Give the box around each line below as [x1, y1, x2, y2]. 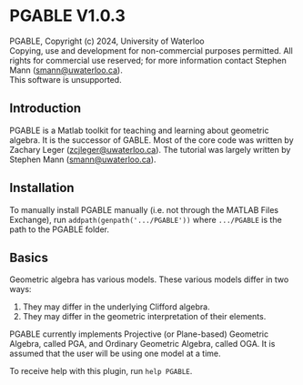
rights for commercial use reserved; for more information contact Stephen [9, 55, 287, 66]
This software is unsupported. [9, 74, 122, 85]
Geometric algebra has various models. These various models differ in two [9, 274, 289, 285]
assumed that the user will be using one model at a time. [9, 348, 221, 360]
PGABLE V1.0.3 [9, 5, 126, 26]
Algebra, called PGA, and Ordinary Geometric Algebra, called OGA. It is [9, 339, 276, 350]
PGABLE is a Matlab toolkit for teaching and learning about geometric [9, 125, 269, 136]
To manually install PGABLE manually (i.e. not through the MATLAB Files [9, 204, 279, 215]
